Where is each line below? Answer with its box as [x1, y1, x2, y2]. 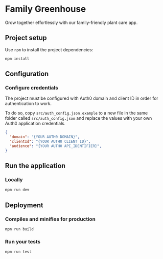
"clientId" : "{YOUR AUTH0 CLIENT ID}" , [9, 139, 91, 144]
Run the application [5, 162, 66, 170]
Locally [5, 176, 23, 183]
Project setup [5, 34, 47, 42]
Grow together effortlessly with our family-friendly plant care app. [5, 20, 138, 25]
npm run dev [5, 187, 29, 193]
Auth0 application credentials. [5, 121, 66, 127]
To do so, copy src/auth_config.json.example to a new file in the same [5, 110, 148, 116]
